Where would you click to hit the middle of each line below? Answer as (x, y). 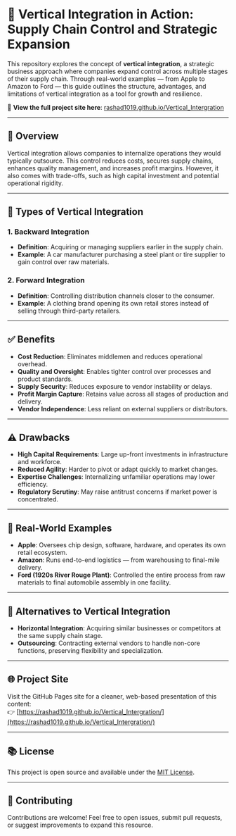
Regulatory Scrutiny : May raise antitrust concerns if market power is (117, 492)
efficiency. (32, 485)
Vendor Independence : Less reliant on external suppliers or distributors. (123, 408)
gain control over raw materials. (63, 262)
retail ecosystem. (42, 553)
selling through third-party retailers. (69, 311)
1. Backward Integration (48, 232)
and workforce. (39, 462)
